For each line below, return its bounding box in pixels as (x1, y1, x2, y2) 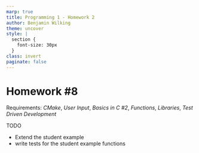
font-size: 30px (17, 42, 58, 48)
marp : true (6, 8, 33, 15)
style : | (6, 31, 28, 37)
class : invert (6, 53, 42, 59)
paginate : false (6, 59, 47, 65)
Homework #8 (6, 84, 78, 98)
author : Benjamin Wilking (6, 20, 71, 26)
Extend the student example (14, 134, 84, 141)
